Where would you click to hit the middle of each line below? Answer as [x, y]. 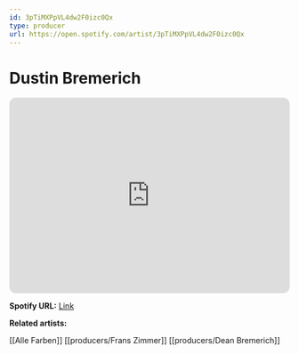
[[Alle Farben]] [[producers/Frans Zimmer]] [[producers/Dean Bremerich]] [145, 341]
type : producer [37, 26]
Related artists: [38, 323]
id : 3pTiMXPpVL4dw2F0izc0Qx [61, 17]
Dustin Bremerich [75, 78]
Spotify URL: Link [42, 306]
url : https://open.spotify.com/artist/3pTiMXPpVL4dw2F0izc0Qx [127, 34]
